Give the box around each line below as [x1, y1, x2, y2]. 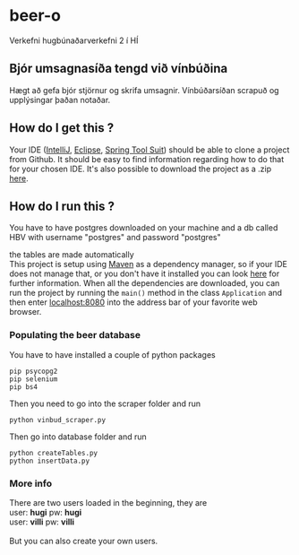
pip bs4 [9, 382, 38, 391]
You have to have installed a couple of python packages [9, 349, 217, 360]
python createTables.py [9, 448, 98, 457]
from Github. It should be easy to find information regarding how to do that [9, 153, 285, 164]
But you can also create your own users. [9, 535, 158, 546]
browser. [9, 307, 42, 317]
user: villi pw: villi [9, 516, 74, 527]
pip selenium [9, 374, 58, 384]
